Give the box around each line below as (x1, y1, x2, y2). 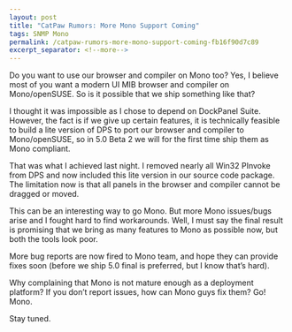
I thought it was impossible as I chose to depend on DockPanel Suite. (9, 106, 261, 117)
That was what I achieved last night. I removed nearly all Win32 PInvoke (9, 161, 272, 171)
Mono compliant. (9, 143, 71, 155)
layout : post (9, 12, 58, 22)
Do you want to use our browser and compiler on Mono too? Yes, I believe (9, 70, 279, 80)
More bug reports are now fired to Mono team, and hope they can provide (9, 251, 279, 261)
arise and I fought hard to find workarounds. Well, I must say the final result (9, 215, 283, 226)
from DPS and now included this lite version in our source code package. (9, 170, 275, 181)
